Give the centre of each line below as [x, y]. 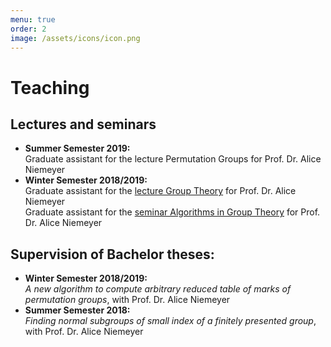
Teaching [50, 87]
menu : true [33, 19]
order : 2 [28, 29]
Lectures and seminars [83, 124]
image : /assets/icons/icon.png [75, 38]
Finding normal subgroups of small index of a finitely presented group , [170, 321]
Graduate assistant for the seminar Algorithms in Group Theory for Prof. [172, 212]
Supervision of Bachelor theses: [112, 254]
